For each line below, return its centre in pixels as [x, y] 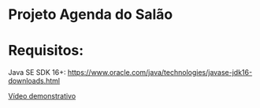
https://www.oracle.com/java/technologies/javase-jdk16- [160, 73]
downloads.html [34, 81]
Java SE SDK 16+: [37, 73]
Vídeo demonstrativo [42, 96]
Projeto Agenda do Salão [91, 15]
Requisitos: [46, 51]
